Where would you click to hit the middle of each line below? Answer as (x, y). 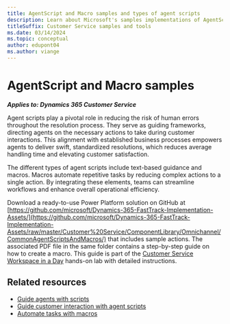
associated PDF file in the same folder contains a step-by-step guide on (108, 246)
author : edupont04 (33, 45)
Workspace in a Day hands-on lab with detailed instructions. (92, 260)
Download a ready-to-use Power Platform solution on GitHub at (97, 202)
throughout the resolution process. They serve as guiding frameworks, (107, 125)
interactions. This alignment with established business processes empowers (115, 139)
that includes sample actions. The (155, 239)
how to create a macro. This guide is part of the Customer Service (100, 253)
